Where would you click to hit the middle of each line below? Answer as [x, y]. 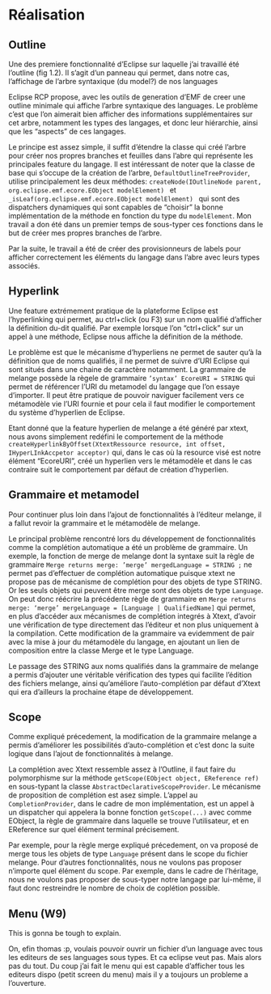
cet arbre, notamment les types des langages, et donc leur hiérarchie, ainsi [133, 123]
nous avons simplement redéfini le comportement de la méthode [116, 436]
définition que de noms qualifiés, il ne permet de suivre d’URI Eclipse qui [129, 361]
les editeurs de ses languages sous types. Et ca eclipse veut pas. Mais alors [135, 958]
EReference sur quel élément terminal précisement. [94, 830]
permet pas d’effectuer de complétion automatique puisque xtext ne [122, 573]
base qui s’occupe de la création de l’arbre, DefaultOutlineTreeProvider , [129, 173]
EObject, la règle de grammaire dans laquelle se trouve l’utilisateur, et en [129, 821]
